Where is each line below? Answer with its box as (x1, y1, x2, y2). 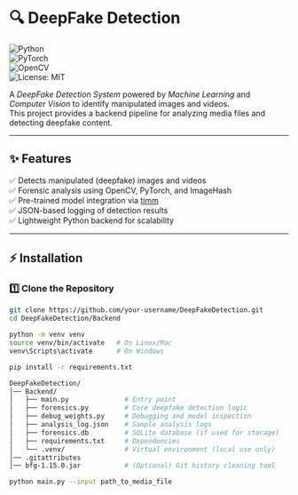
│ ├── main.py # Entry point (9, 395, 176, 404)
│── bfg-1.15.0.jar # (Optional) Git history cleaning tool (9, 461, 276, 470)
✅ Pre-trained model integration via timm (9, 195, 160, 205)
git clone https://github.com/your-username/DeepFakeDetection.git (9, 306, 264, 315)
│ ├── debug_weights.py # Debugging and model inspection (9, 411, 252, 421)
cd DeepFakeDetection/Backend (9, 314, 122, 323)
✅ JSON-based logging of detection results (9, 204, 169, 215)
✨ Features (9, 151, 72, 166)
